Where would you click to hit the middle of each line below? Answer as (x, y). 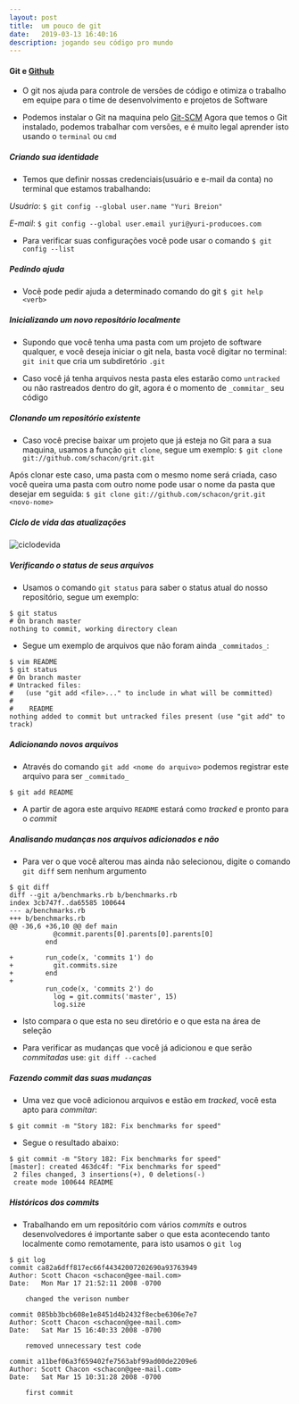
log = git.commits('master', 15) (115, 997)
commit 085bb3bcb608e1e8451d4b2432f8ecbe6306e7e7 (104, 1315)
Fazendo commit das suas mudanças (80, 1077)
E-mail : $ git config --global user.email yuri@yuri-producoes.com (135, 223)
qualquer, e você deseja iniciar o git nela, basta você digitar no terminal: (154, 352)
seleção (37, 1031)
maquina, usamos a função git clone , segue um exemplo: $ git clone (152, 450)
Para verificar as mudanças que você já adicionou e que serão (137, 1048)
